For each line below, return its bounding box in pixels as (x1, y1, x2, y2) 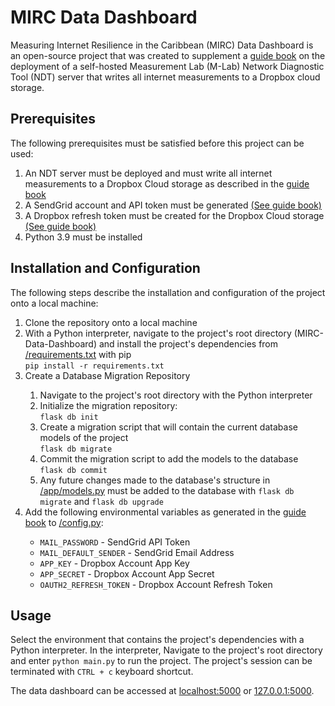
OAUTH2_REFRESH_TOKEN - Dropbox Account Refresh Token (39, 578, 273, 590)
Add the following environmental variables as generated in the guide (24, 506, 307, 518)
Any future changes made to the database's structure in (39, 474, 271, 486)
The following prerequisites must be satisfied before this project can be (10, 137, 305, 149)
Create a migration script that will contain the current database (39, 421, 298, 433)
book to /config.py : (24, 516, 104, 528)
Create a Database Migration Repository (24, 369, 191, 381)
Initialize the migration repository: (39, 399, 178, 411)
